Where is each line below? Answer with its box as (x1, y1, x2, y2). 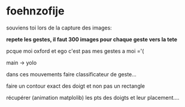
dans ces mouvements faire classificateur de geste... (6, 70, 137, 78)
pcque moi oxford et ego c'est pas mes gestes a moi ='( (6, 47, 144, 55)
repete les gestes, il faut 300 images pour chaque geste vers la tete (6, 35, 178, 43)
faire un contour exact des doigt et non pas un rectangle (6, 82, 145, 90)
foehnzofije (6, 4, 65, 18)
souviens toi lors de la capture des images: (6, 24, 112, 31)
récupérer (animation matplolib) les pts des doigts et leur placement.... (6, 94, 180, 101)
